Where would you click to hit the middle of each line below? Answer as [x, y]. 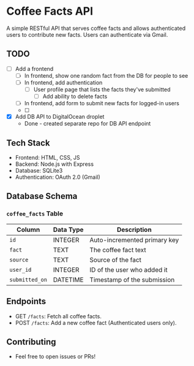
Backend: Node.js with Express [54, 164]
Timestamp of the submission [132, 280]
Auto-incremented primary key [134, 240]
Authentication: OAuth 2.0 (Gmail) [58, 177]
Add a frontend [34, 69]
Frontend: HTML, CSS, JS [47, 158]
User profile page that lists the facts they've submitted [102, 89]
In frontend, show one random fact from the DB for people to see [106, 75]
